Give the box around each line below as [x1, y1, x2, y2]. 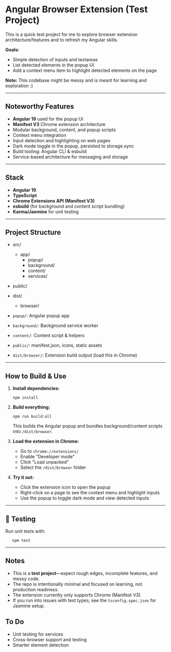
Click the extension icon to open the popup [20, 484, 111, 490]
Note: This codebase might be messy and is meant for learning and [5, 77, 147, 83]
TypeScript [12, 192, 37, 198]
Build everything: [12, 404, 50, 410]
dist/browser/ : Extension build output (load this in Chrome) [12, 352, 137, 358]
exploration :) [5, 83, 33, 89]
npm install [12, 395, 38, 400]
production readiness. [12, 586, 59, 592]
